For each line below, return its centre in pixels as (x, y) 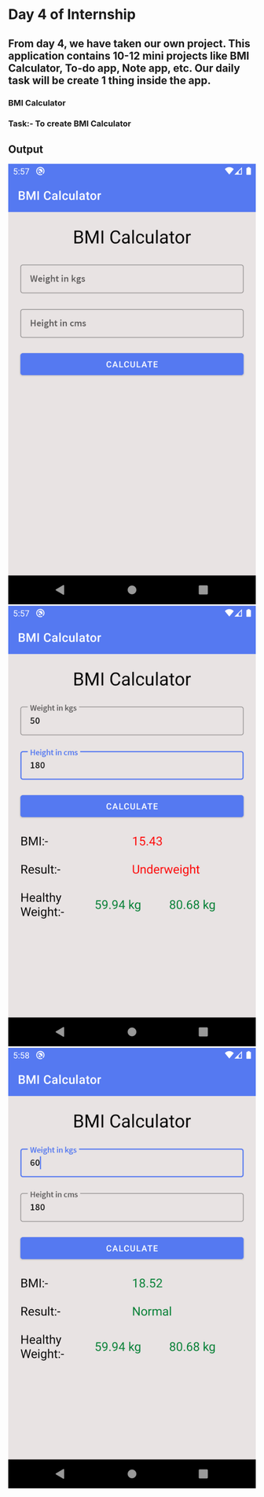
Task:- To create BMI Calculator (70, 124)
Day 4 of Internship (72, 15)
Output (26, 149)
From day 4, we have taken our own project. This (129, 44)
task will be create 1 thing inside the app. (110, 80)
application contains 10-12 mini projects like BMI (129, 55)
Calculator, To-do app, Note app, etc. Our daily (124, 68)
